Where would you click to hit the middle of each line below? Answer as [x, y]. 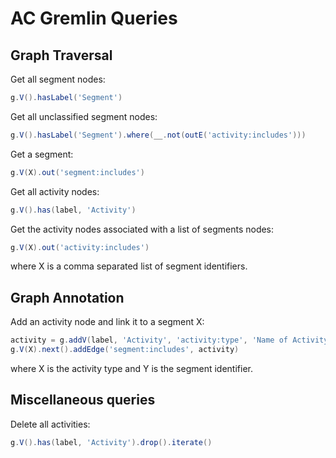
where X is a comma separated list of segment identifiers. [129, 266]
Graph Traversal [61, 55]
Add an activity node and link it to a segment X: [107, 322]
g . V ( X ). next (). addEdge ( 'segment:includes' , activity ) [125, 350]
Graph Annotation [67, 297]
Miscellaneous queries [83, 400]
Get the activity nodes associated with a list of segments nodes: [142, 229]
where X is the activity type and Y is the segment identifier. [131, 368]
